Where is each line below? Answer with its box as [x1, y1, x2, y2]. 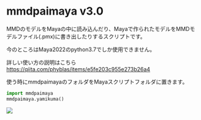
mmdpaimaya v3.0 [6, 4, 104, 18]
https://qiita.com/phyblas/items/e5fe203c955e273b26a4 [6, 65, 151, 72]
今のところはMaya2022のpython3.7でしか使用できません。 [6, 46, 155, 53]
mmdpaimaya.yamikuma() [6, 96, 64, 102]
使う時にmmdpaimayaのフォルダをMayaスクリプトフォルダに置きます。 [6, 78, 188, 85]
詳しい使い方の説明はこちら [6, 58, 77, 66]
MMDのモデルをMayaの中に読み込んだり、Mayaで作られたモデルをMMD [6, 25, 190, 32]
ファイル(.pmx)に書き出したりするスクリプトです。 [17, 32, 146, 40]
